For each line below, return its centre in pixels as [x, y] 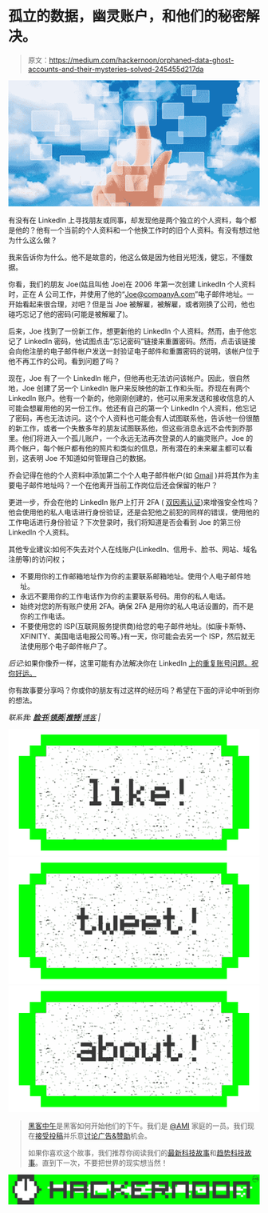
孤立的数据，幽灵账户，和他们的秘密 [127, 16]
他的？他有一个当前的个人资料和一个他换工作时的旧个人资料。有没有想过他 [137, 230]
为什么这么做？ [33, 240]
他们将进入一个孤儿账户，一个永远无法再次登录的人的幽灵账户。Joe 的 [138, 438]
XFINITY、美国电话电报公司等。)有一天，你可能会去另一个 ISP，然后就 [134, 636]
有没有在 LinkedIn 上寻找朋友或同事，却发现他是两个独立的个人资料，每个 [129, 220]
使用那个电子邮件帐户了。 [69, 646]
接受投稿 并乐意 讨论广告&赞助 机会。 [93, 1136]
